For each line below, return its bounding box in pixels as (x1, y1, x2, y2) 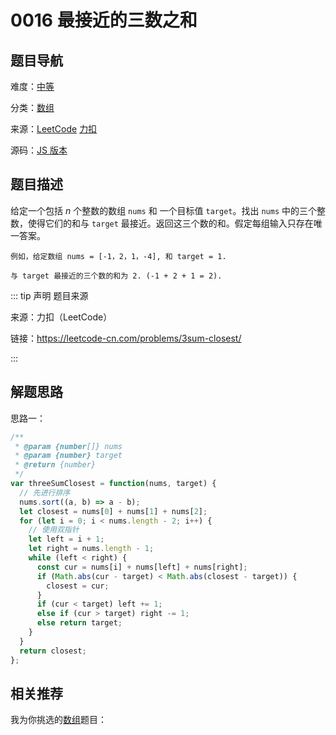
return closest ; (19, 646, 87, 656)
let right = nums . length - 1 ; (28, 544, 155, 554)
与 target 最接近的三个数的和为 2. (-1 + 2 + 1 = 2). (10, 271, 223, 281)
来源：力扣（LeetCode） (10, 311, 113, 323)
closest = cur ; (46, 581, 110, 591)
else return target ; (36, 618, 123, 628)
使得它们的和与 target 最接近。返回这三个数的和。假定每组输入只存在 (27, 217, 314, 229)
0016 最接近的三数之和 (10, 9, 198, 32)
